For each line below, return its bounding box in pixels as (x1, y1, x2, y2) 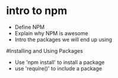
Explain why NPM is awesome (14, 29, 88, 36)
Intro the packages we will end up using (14, 36, 113, 43)
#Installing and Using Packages (6, 47, 83, 54)
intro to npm (6, 4, 68, 18)
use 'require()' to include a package (14, 65, 103, 72)
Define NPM (14, 23, 45, 30)
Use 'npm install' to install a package (14, 59, 105, 66)
